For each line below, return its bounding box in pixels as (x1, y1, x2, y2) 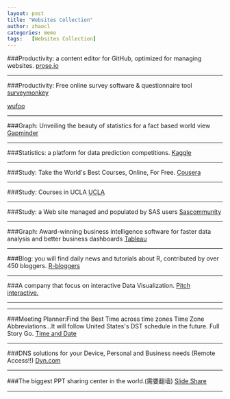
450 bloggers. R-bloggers (7, 262, 81, 270)
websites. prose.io (7, 62, 60, 70)
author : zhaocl (7, 23, 51, 29)
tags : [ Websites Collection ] (7, 36, 97, 43)
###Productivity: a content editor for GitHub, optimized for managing (7, 54, 202, 62)
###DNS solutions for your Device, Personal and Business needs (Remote (7, 349, 216, 357)
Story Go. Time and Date (7, 330, 77, 338)
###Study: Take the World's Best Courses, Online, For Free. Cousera (7, 169, 201, 177)
